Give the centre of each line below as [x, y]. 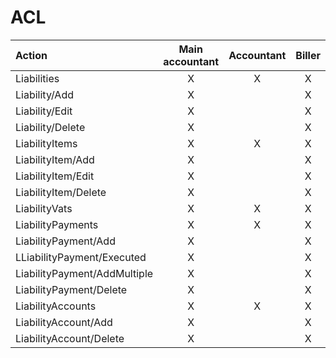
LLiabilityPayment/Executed [81, 257]
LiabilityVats [44, 208]
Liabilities [37, 78]
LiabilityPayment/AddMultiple [84, 273]
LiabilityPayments [57, 224]
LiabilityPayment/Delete [71, 289]
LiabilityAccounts [56, 306]
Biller [308, 55]
